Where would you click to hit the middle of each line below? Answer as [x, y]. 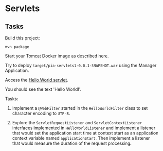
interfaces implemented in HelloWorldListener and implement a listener [84, 128]
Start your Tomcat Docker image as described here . [57, 56]
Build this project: [23, 38]
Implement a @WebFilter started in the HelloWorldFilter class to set [80, 108]
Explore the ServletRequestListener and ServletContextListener [77, 123]
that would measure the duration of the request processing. [72, 143]
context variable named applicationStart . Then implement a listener [81, 138]
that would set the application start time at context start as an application [85, 133]
